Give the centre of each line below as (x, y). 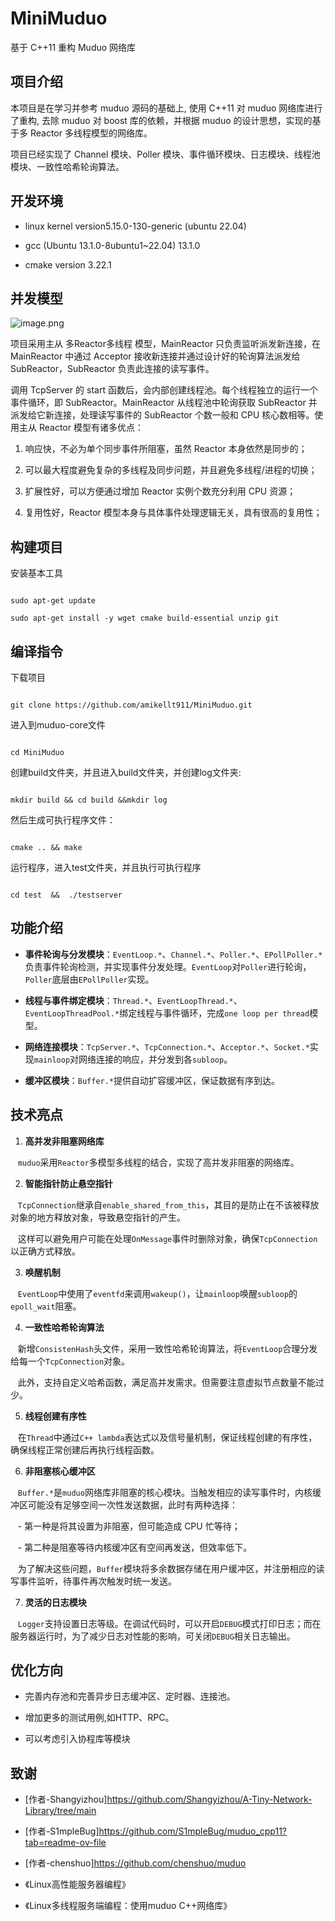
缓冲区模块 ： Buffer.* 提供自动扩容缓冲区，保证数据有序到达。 (152, 1080)
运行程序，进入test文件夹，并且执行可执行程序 (106, 867)
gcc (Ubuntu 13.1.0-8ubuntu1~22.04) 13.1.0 (112, 245)
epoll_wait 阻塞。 (46, 1306)
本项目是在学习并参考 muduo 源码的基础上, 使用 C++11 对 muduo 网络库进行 (166, 108)
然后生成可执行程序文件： (63, 820)
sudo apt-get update (53, 601)
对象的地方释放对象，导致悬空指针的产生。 (98, 1217)
